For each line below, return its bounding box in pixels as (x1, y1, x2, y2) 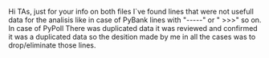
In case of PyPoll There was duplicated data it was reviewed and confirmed (8, 24, 259, 33)
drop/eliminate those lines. (8, 41, 96, 50)
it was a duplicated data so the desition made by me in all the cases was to (8, 32, 256, 41)
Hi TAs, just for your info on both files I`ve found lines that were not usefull (8, 7, 255, 16)
